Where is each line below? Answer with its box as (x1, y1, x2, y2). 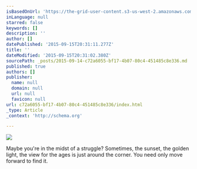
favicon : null (11, 96, 46, 102)
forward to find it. (6, 157, 48, 165)
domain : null (11, 85, 43, 91)
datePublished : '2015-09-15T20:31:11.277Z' (6, 42, 114, 48)
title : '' (6, 47, 30, 53)
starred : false (6, 19, 43, 25)
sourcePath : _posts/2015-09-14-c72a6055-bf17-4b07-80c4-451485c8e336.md (6, 58, 188, 64)
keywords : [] (6, 25, 38, 31)
